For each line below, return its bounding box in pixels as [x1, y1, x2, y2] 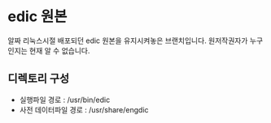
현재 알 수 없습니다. [28, 45, 90, 55]
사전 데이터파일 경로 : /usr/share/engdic [19, 104, 149, 114]
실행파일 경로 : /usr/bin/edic [19, 95, 111, 104]
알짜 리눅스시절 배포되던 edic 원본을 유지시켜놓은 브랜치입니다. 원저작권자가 [7, 36, 248, 45]
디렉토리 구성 [7, 72, 70, 86]
